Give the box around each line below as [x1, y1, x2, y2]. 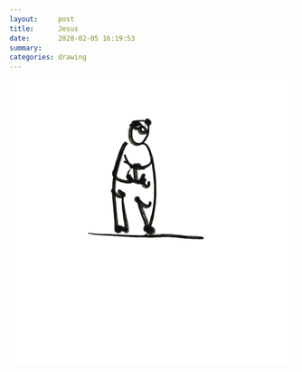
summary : [9, 43, 42, 52]
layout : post [9, 14, 75, 24]
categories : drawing [9, 52, 88, 62]
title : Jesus [9, 24, 79, 33]
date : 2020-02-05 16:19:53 [9, 33, 136, 43]
